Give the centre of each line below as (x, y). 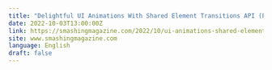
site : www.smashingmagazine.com (63, 38)
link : (17, 31)
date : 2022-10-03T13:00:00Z (56, 23)
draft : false (30, 53)
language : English (39, 46)
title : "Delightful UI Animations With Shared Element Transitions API (132, 16)
